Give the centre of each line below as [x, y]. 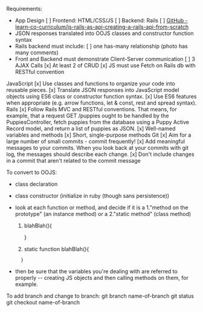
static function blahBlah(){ [56, 249]
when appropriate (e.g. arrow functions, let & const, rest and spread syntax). [101, 103]
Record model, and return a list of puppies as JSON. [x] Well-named [91, 128]
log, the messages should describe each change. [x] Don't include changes [100, 154]
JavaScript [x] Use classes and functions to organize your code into [91, 83]
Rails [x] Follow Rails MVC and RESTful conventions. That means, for [92, 109]
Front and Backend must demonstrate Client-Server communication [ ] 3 [105, 59]
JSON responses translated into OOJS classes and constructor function [104, 33]
